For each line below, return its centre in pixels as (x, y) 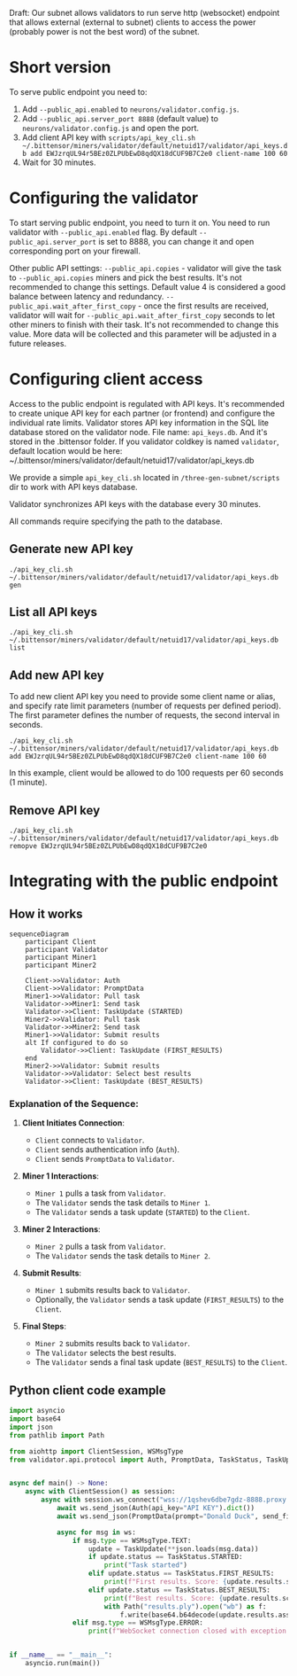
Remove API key (55, 810)
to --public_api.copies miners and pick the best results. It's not (126, 277)
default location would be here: (66, 450)
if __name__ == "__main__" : (61, 1655)
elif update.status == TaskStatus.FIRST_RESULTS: (181, 1574)
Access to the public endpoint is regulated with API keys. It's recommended (147, 403)
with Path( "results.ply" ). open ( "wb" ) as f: (185, 1606)
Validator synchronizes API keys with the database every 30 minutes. (135, 503)
